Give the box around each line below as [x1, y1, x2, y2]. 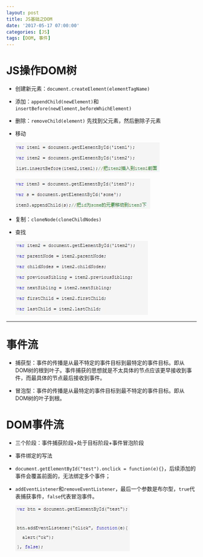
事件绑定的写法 [14, 452, 53, 459]
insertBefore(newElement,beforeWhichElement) [14, 106, 132, 112]
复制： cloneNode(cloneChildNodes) [14, 216, 101, 223]
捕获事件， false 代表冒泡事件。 [20, 492, 98, 500]
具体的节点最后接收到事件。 [36, 375, 106, 381]
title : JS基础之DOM [6, 16, 53, 22]
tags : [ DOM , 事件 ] [6, 35, 51, 42]
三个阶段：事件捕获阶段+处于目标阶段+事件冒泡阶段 [14, 439, 144, 446]
